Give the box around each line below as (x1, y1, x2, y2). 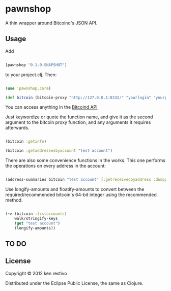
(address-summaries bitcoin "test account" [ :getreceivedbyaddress (5, 177, 152, 182)
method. (5, 197, 23, 203)
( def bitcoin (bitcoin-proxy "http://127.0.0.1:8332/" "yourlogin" (5, 95, 152, 100)
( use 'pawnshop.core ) (5, 86, 51, 91)
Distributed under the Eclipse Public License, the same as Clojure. (5, 280, 144, 286)
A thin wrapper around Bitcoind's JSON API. (5, 20, 98, 26)
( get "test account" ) (14, 220, 60, 226)
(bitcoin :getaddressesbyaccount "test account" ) (5, 148, 113, 153)
